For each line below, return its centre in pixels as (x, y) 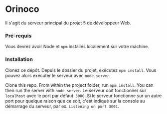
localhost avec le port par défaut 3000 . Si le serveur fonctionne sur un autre (83, 96)
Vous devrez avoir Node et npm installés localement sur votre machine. (77, 47)
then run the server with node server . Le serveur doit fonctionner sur (76, 90)
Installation (19, 59)
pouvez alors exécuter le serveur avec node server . (58, 75)
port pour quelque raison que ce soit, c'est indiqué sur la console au (75, 101)
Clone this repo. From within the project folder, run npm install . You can (79, 85)
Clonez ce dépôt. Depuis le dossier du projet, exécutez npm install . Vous (81, 70)
